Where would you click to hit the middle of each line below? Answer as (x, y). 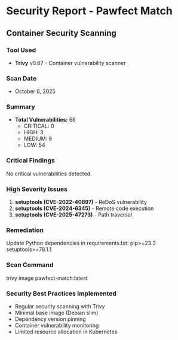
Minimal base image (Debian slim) (56, 313)
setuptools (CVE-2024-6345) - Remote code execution (84, 208)
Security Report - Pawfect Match (90, 11)
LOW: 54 (35, 145)
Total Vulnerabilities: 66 (45, 120)
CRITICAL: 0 (39, 126)
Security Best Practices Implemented (61, 293)
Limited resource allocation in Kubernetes (66, 332)
